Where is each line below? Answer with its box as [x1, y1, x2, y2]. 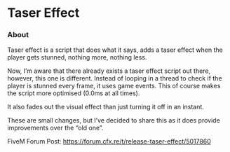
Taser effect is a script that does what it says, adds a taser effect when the [7, 46, 223, 54]
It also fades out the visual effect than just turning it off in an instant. [7, 103, 205, 111]
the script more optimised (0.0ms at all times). [7, 89, 140, 97]
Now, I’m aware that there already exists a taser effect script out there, [7, 67, 211, 75]
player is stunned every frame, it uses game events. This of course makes [7, 82, 221, 90]
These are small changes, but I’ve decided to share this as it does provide [7, 116, 221, 125]
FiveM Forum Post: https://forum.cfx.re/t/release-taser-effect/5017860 [7, 137, 212, 146]
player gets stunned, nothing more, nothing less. [7, 53, 147, 62]
